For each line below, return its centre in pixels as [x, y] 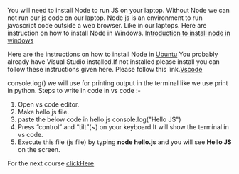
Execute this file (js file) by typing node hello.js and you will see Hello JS [124, 142]
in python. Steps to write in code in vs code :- [74, 91]
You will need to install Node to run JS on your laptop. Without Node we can [118, 10]
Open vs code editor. [48, 104]
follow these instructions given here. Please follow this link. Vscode [105, 69]
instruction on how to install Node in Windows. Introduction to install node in [119, 33]
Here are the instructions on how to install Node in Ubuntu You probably [113, 54]
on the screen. [39, 149]
